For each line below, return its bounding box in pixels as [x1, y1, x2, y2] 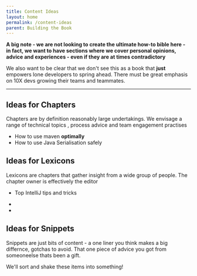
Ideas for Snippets [6, 224, 74, 234]
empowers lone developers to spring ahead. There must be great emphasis [6, 71, 188, 78]
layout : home [6, 14, 38, 20]
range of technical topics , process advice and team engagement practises [6, 121, 188, 129]
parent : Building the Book [6, 25, 72, 31]
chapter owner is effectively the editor [6, 178, 98, 185]
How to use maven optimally [14, 133, 85, 140]
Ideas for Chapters [6, 100, 76, 110]
